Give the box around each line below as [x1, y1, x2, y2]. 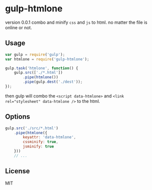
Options [5, 112, 31, 121]
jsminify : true [23, 144, 54, 149]
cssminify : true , [23, 140, 58, 144]
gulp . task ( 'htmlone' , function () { [5, 65, 78, 71]
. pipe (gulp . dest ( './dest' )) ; [23, 80, 83, 85]
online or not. [5, 24, 32, 30]
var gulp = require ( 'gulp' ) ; [5, 52, 65, 57]
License [5, 167, 30, 176]
